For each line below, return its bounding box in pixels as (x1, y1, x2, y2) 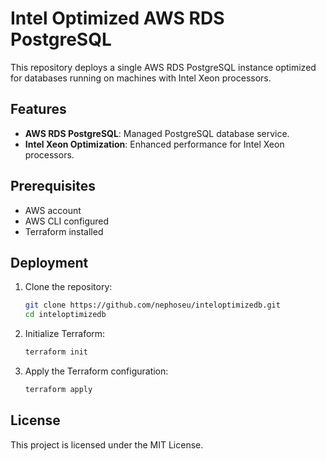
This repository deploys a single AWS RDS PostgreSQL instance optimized (10, 61, 317, 73)
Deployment (10, 254, 89, 271)
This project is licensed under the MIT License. (10, 438, 204, 451)
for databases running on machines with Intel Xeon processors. (10, 72, 272, 84)
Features (10, 101, 67, 118)
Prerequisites (10, 178, 96, 195)
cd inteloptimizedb (24, 310, 107, 320)
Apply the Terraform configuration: (24, 365, 169, 377)
